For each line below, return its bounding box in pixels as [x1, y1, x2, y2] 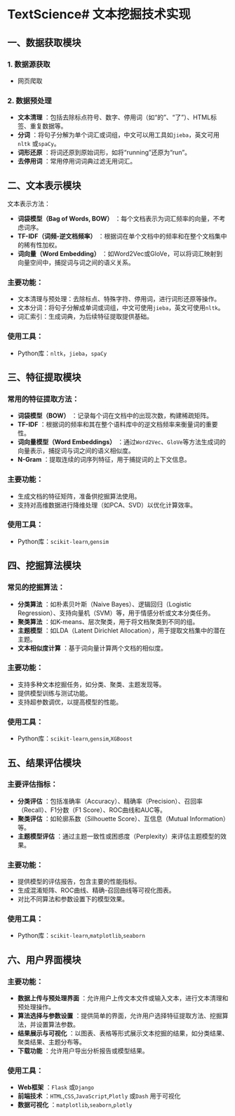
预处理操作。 [17, 1003, 55, 1011]
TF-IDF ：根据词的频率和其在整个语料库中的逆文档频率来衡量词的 [17, 420, 206, 429]
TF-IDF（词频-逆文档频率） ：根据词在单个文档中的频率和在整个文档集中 [17, 232, 227, 240]
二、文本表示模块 [7, 180, 81, 192]
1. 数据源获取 [7, 59, 51, 69]
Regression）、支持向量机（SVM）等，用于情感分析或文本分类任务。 [17, 609, 215, 617]
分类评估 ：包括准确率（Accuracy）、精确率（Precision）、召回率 [17, 797, 203, 805]
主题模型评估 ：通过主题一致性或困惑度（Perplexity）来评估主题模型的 [17, 832, 221, 840]
